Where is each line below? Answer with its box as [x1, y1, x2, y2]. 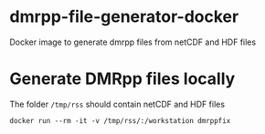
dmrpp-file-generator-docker [9, 6, 239, 27]
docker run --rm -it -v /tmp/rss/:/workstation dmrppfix [9, 116, 231, 125]
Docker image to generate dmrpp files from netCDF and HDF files [9, 36, 257, 47]
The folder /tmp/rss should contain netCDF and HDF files [9, 98, 226, 109]
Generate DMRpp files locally [9, 68, 236, 89]
